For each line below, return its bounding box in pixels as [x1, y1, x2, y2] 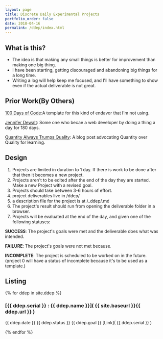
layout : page [5, 7, 32, 12]
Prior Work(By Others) [5, 97, 75, 105]
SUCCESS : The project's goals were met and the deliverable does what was [5, 228, 159, 234]
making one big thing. [12, 62, 56, 68]
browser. [12, 208, 30, 214]
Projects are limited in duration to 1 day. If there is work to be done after [12, 166, 157, 172]
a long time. [12, 72, 36, 78]
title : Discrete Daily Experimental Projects [5, 12, 99, 17]
